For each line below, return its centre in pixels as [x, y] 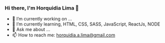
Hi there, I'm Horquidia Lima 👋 [42, 8]
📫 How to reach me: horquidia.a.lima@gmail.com [64, 35]
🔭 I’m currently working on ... [42, 19]
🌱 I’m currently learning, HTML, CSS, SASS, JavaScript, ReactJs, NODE [86, 24]
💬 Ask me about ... [31, 29]
